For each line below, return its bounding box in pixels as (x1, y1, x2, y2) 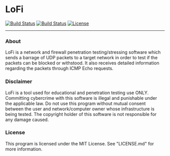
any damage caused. (5, 116, 49, 123)
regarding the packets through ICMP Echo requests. (5, 65, 114, 71)
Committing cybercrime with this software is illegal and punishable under (5, 95, 157, 101)
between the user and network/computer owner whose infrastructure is (5, 105, 155, 112)
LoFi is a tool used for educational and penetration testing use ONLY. (5, 90, 149, 96)
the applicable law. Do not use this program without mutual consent (5, 100, 146, 106)
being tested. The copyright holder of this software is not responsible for (5, 111, 157, 117)
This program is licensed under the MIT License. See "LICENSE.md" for (5, 140, 154, 146)
